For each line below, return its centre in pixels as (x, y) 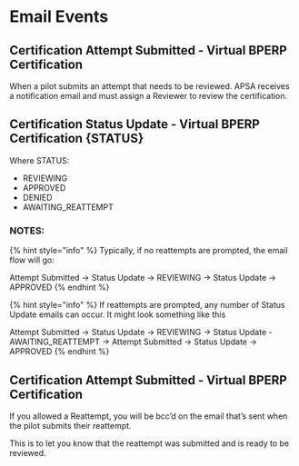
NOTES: (27, 231)
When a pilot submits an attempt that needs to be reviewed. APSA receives (149, 86)
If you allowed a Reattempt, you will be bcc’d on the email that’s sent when (149, 416)
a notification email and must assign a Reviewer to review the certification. (149, 96)
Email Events (59, 17)
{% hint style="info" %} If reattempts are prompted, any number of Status (147, 305)
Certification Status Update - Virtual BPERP (135, 124)
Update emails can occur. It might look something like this (118, 314)
